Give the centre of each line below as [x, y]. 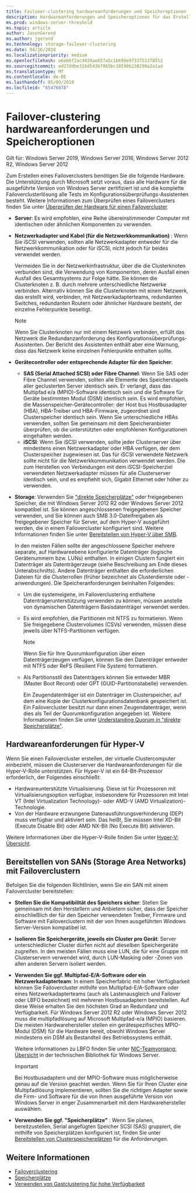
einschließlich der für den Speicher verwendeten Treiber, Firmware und [100, 915]
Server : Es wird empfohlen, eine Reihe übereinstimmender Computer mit [102, 218]
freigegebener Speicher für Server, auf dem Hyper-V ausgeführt [92, 522]
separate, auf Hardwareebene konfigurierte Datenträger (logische [94, 552]
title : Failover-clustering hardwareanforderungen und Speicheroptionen [96, 11]
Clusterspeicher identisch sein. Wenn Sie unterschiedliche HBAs [101, 417]
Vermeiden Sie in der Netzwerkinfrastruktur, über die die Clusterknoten [100, 266]
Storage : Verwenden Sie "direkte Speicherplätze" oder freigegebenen [99, 497]
